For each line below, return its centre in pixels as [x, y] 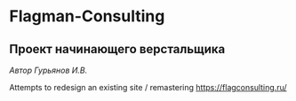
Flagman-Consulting [87, 16]
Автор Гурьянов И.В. [48, 70]
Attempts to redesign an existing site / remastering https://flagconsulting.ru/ [148, 87]
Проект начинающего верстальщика [117, 49]
